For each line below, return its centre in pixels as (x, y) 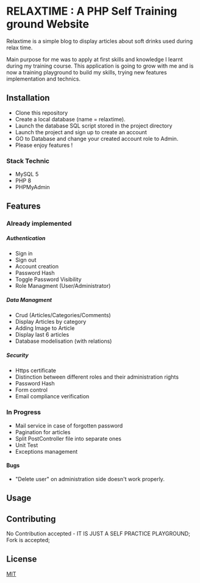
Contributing (31, 519)
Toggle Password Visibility (48, 279)
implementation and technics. (44, 79)
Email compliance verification (52, 396)
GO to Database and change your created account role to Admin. (97, 138)
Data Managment (29, 299)
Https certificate (36, 371)
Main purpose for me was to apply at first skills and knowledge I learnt (95, 59)
